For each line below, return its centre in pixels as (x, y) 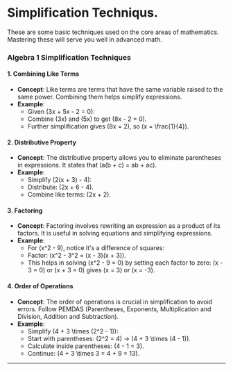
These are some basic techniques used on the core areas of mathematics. (113, 32)
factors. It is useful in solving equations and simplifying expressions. (115, 233)
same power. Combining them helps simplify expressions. (100, 97)
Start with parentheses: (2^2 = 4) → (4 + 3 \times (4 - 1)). (109, 338)
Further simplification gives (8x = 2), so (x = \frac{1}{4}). (108, 126)
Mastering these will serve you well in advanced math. (85, 39)
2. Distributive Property (42, 142)
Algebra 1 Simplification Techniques (69, 57)
